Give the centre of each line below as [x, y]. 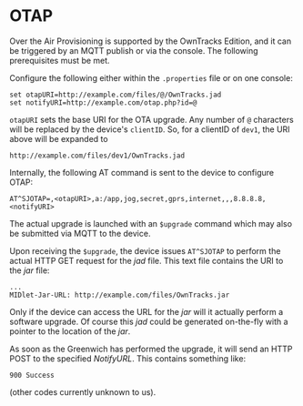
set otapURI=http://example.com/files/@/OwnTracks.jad [116, 95]
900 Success [32, 375]
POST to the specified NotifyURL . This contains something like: [128, 358]
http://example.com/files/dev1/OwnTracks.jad [97, 156]
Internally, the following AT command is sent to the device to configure [142, 172]
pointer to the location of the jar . [70, 331]
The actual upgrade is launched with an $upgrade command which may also [151, 223]
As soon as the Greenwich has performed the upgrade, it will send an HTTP [151, 349]
